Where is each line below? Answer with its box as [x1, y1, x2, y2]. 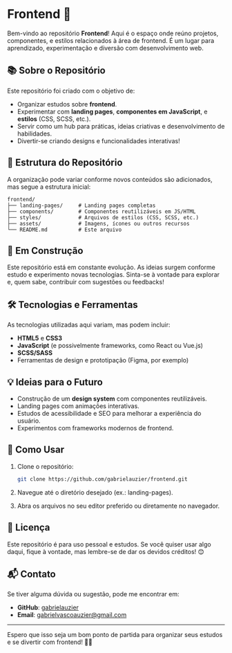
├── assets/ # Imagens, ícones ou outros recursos [7, 220, 190, 227]
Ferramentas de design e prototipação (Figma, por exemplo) [17, 356, 189, 365]
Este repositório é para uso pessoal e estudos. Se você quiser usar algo [7, 540, 212, 549]
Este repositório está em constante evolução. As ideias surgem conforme [7, 263, 216, 272]
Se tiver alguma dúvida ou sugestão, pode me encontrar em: [7, 590, 180, 598]
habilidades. [17, 129, 52, 138]
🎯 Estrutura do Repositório [7, 157, 123, 169]
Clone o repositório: [17, 462, 74, 470]
